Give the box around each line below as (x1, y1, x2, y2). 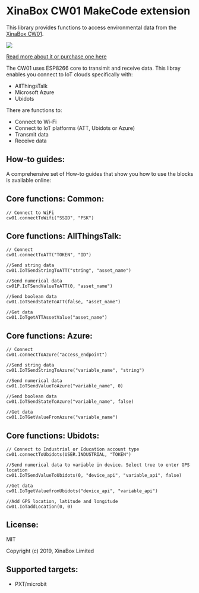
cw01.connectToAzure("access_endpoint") (6, 352, 108, 358)
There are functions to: (6, 106, 62, 114)
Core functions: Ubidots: (6, 430, 100, 440)
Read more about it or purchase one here (6, 52, 107, 60)
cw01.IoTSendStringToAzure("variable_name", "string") (6, 368, 145, 374)
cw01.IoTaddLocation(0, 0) (6, 504, 73, 510)
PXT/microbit (14, 580, 47, 588)
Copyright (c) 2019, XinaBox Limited (6, 547, 94, 554)
